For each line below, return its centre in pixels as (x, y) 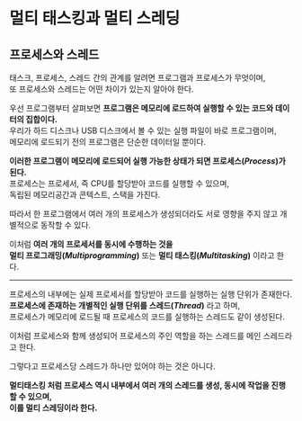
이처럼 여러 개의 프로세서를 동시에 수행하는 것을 (91, 244)
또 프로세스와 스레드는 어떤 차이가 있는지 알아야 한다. (102, 89)
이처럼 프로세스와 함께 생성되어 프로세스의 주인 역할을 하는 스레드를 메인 (135, 336)
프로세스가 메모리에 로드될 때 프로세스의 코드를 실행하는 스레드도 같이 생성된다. (147, 317)
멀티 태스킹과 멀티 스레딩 (95, 18)
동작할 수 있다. (66, 225)
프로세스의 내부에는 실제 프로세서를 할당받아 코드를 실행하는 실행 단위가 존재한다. (151, 294)
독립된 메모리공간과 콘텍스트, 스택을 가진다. (85, 195)
